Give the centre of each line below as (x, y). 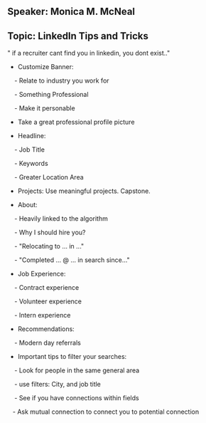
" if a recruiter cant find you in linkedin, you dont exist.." (89, 53)
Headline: (32, 136)
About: (27, 205)
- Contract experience (47, 288)
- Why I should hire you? (50, 233)
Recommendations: (46, 329)
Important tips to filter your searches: (72, 357)
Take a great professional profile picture (76, 122)
